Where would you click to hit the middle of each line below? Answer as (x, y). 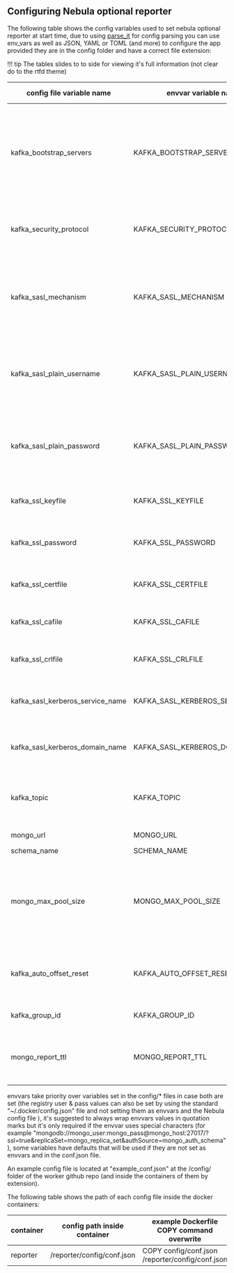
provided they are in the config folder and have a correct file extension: (109, 50)
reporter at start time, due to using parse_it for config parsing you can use (114, 36)
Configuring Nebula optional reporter (89, 11)
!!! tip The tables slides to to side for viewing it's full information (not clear (113, 64)
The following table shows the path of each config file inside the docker (110, 1196)
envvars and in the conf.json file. (54, 1155)
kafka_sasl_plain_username (55, 373)
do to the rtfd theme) (37, 71)
